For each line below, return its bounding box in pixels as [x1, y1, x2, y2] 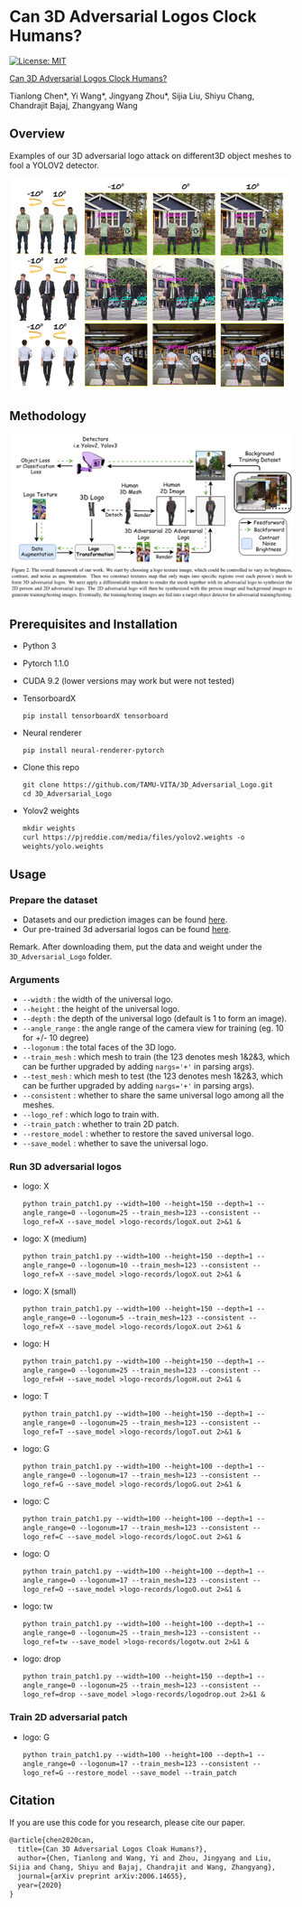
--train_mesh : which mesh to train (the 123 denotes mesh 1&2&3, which [22, 1052, 290, 1062]
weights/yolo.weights [22, 842, 104, 851]
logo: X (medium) [22, 1233, 87, 1244]
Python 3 [22, 640, 57, 651]
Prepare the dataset [9, 893, 98, 906]
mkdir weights [22, 824, 76, 833]
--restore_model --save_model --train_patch [67, 1768, 237, 1777]
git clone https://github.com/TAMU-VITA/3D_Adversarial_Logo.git [22, 781, 273, 790]
